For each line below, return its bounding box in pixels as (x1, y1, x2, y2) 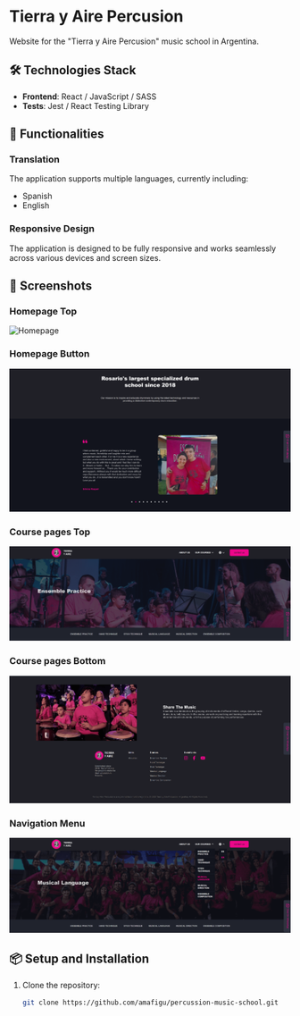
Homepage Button (9, 348, 90, 360)
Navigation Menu (9, 818, 86, 830)
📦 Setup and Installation (9, 952, 150, 967)
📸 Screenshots (9, 279, 93, 294)
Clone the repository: (21, 979, 101, 990)
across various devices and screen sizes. (9, 252, 162, 263)
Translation (9, 154, 60, 166)
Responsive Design (9, 223, 96, 235)
